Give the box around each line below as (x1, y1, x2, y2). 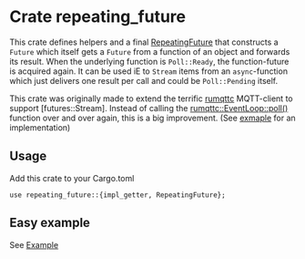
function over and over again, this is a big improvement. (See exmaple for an (9, 112, 296, 123)
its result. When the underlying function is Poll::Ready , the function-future (9, 56, 290, 67)
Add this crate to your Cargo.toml (9, 172, 135, 183)
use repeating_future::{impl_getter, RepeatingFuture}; (9, 190, 226, 200)
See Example (9, 239, 59, 250)
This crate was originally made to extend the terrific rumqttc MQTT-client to (9, 93, 293, 104)
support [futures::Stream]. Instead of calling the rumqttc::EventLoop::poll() (9, 102, 289, 113)
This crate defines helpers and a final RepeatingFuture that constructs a (9, 36, 280, 47)
